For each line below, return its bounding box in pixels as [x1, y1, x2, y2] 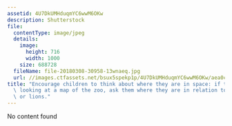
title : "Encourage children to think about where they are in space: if [7, 81, 221, 87]
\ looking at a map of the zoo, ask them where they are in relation [13, 87, 217, 94]
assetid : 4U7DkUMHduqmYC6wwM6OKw [7, 10, 104, 17]
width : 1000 [25, 55, 60, 62]
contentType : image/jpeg [13, 29, 85, 36]
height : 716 [25, 49, 60, 56]
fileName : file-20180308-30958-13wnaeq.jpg [13, 67, 140, 74]
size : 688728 [19, 61, 57, 68]
